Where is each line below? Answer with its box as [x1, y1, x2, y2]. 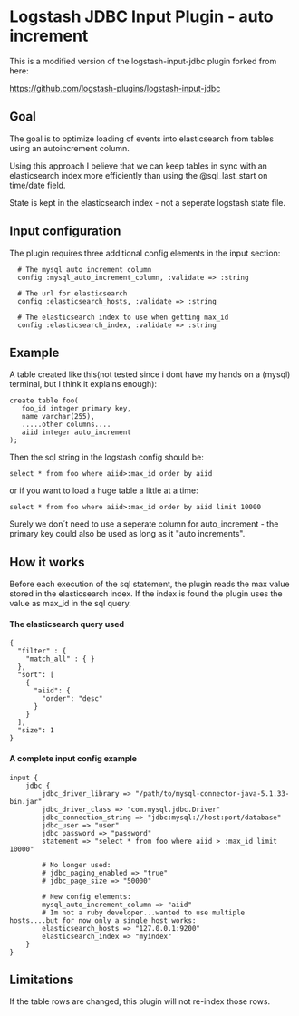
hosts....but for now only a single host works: [9, 915, 197, 925]
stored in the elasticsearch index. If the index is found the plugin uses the [9, 588, 283, 599]
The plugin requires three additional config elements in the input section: [9, 247, 281, 258]
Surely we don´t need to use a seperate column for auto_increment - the [9, 518, 279, 529]
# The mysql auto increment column [17, 265, 152, 274]
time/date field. [9, 179, 66, 190]
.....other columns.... [21, 420, 111, 430]
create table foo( [9, 396, 79, 405]
